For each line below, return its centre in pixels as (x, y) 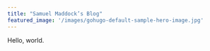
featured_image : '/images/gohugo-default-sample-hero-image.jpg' (105, 20)
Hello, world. (26, 40)
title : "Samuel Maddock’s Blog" (55, 14)
